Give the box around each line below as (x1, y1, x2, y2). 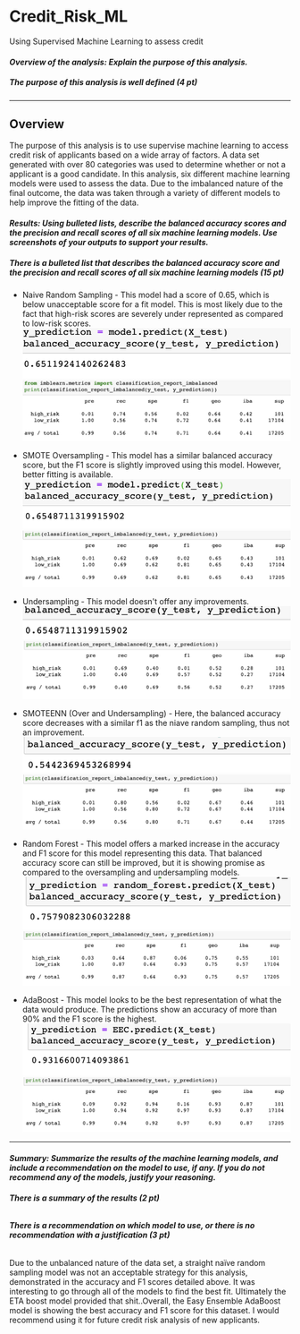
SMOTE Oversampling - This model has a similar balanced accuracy (21, 450, 273, 461)
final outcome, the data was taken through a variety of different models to (9, 188, 281, 199)
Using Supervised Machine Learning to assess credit (9, 36, 204, 47)
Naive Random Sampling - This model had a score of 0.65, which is (21, 289, 270, 300)
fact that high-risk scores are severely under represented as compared (21, 308, 284, 319)
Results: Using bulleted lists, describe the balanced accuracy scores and (9, 218, 287, 228)
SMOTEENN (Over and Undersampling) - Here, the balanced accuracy (21, 708, 281, 719)
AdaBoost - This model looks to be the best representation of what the (21, 994, 282, 1005)
